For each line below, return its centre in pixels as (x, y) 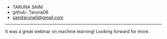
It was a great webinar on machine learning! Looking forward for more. (78, 31)
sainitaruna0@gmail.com (38, 17)
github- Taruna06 (30, 12)
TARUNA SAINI (28, 7)
